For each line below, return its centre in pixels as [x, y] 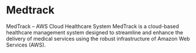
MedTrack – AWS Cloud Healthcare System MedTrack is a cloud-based [93, 26]
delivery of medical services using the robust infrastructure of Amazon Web [98, 38]
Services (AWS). [26, 45]
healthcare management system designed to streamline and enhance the [95, 32]
